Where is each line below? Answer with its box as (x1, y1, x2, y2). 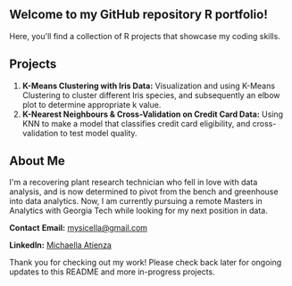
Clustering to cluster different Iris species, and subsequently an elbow (21, 89, 280, 101)
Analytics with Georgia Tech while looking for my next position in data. (9, 205, 268, 217)
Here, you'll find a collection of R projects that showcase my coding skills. (9, 30, 281, 41)
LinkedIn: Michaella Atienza (9, 240, 112, 250)
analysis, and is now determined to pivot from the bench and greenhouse (9, 186, 279, 197)
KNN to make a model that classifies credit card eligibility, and (21, 118, 251, 128)
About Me (9, 153, 65, 168)
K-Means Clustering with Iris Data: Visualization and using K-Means (21, 80, 275, 91)
